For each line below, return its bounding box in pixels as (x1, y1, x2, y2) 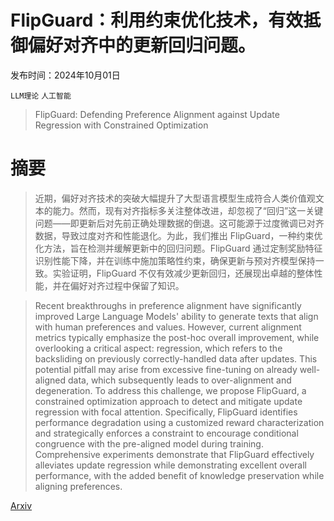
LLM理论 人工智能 (10, 91, 72, 101)
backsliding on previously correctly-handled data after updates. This (34, 352, 318, 365)
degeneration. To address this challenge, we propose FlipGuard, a (34, 384, 307, 396)
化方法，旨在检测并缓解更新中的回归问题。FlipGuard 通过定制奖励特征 (34, 242, 323, 254)
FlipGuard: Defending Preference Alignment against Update (34, 108, 280, 120)
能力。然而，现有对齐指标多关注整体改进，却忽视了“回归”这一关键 (52, 204, 324, 216)
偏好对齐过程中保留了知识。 (69, 279, 185, 291)
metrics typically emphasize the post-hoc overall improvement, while (34, 331, 320, 343)
